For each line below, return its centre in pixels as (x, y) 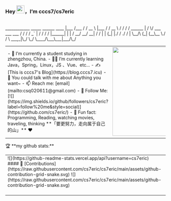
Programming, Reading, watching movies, (51, 118)
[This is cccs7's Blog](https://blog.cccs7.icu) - (57, 72)
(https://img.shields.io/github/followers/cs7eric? (58, 102)
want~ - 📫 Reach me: (31, 83)
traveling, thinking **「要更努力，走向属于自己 (56, 124)
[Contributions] (40, 164)
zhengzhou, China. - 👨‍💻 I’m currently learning (55, 59)
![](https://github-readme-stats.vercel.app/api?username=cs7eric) (78, 158)
